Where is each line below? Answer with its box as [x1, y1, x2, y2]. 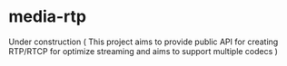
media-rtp [8, 6, 87, 27]
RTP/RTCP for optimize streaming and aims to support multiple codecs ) [8, 45, 279, 56]
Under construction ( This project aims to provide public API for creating [8, 36, 279, 47]
